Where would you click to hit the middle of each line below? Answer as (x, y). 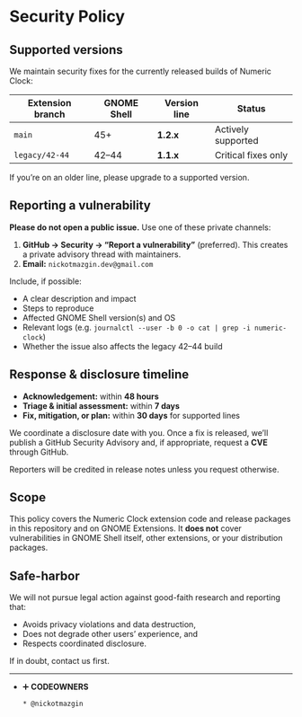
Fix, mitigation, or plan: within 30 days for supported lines (131, 415)
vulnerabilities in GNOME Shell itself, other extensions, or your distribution (146, 538)
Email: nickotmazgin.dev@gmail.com (88, 263)
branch (49, 114)
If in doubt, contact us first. (59, 661)
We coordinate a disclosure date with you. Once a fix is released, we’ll (139, 432)
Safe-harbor (44, 575)
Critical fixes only (251, 155)
